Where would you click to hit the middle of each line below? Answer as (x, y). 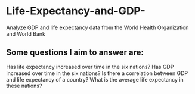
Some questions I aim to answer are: (75, 53)
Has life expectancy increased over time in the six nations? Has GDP (90, 67)
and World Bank (26, 33)
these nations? (24, 86)
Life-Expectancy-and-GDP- (76, 11)
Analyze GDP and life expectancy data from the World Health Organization (97, 27)
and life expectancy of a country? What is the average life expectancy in (95, 79)
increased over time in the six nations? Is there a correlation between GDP (97, 73)
